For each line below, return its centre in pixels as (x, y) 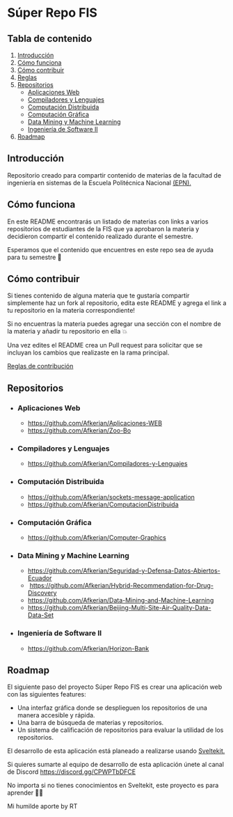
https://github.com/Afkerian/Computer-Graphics (97, 538)
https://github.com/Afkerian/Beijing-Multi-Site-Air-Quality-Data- (119, 608)
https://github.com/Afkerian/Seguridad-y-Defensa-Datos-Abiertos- (124, 571)
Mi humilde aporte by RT (42, 807)
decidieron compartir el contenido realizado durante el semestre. (100, 236)
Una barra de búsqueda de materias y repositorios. (90, 723)
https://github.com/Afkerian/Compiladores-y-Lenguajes (107, 464)
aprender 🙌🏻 (25, 793)
